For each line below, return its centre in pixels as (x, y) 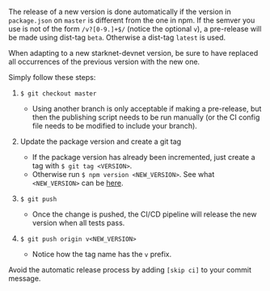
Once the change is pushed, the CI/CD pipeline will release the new (144, 214)
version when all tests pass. (78, 223)
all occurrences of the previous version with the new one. (104, 61)
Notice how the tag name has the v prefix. (102, 254)
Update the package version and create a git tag (101, 141)
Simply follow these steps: (52, 77)
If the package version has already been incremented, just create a (143, 157)
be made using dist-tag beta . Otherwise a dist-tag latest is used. (117, 37)
